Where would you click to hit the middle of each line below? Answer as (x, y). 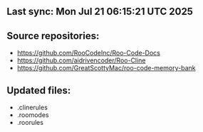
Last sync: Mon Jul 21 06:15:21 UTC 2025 (100, 12)
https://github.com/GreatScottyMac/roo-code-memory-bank (106, 68)
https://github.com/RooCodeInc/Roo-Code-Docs (89, 53)
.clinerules (32, 108)
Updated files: (39, 90)
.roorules (30, 123)
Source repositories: (53, 36)
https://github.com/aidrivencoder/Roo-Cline (81, 60)
